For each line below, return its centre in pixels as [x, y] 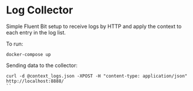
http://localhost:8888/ [35, 81]
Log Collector [40, 10]
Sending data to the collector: [42, 65]
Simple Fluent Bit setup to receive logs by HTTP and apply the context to [94, 26]
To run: [15, 44]
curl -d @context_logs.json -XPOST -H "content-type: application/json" [97, 76]
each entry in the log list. [36, 32]
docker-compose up [28, 54]
